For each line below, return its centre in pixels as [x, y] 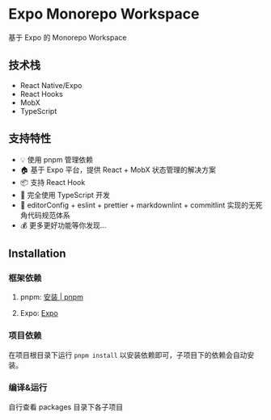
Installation [37, 253]
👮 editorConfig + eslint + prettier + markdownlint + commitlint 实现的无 [138, 205]
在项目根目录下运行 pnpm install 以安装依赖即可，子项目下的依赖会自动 [128, 355]
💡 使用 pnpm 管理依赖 [57, 159]
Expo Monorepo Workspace [104, 14]
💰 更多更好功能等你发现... [63, 225]
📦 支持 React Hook [53, 182]
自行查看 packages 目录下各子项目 [66, 407]
